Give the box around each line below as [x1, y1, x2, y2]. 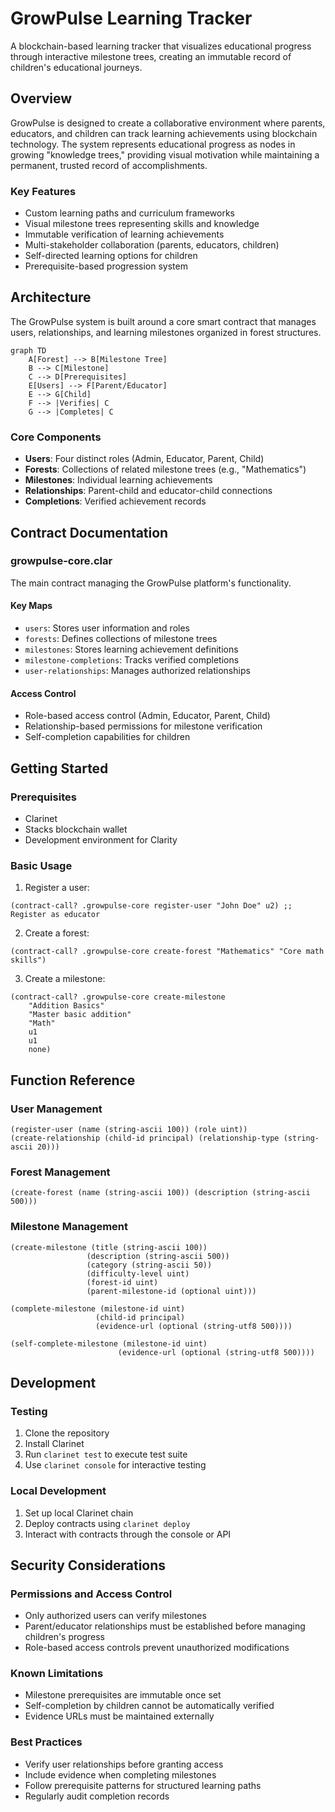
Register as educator [10, 910, 101, 920]
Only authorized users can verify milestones [24, 1610, 207, 1622]
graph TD [10, 345, 47, 356]
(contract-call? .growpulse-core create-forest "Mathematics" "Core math [10, 947, 325, 957]
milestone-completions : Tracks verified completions [24, 654, 240, 666]
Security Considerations [10, 1557, 167, 1574]
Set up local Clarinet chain [24, 1507, 134, 1519]
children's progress [24, 1631, 105, 1643]
